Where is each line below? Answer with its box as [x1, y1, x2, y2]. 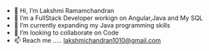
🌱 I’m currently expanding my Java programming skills [13, 21, 171, 29]
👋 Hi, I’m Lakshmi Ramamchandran [13, 7, 115, 14]
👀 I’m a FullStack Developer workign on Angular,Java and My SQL [13, 14, 203, 22]
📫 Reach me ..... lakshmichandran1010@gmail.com [13, 37, 161, 44]
